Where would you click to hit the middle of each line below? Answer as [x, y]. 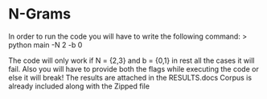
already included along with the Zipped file [79, 86]
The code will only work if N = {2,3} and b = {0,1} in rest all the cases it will [131, 60]
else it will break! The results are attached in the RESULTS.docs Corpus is [130, 77]
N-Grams [39, 14]
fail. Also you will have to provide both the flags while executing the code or [133, 68]
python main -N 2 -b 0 [45, 44]
